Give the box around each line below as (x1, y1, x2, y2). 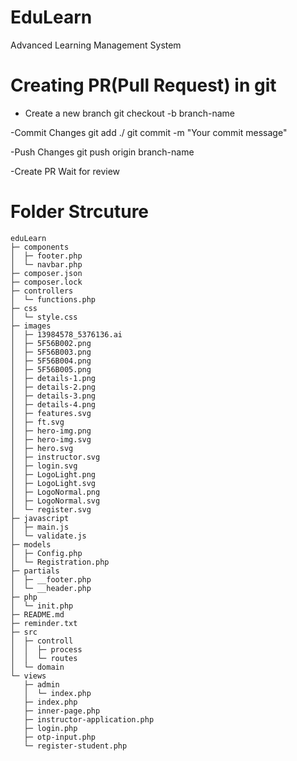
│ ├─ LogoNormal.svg (10, 496, 101, 506)
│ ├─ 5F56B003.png (10, 347, 92, 357)
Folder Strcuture (10, 201, 150, 223)
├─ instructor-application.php (23, 714, 155, 725)
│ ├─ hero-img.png (10, 426, 92, 436)
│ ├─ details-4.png (10, 399, 97, 410)
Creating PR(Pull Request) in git (10, 74, 277, 97)
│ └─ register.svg (10, 504, 92, 515)
